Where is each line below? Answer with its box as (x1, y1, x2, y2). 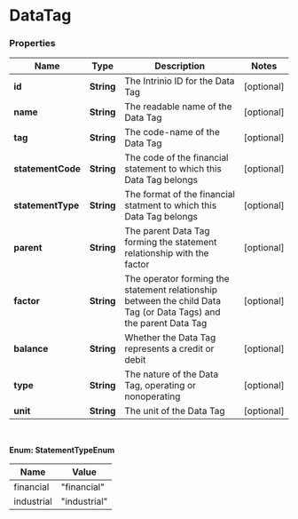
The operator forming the (123, 273, 230, 285)
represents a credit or (123, 343, 215, 355)
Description (154, 60, 206, 72)
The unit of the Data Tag (123, 405, 225, 418)
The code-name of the (123, 126, 220, 139)
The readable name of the (123, 100, 232, 113)
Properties (9, 37, 56, 50)
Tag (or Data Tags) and (123, 306, 221, 318)
